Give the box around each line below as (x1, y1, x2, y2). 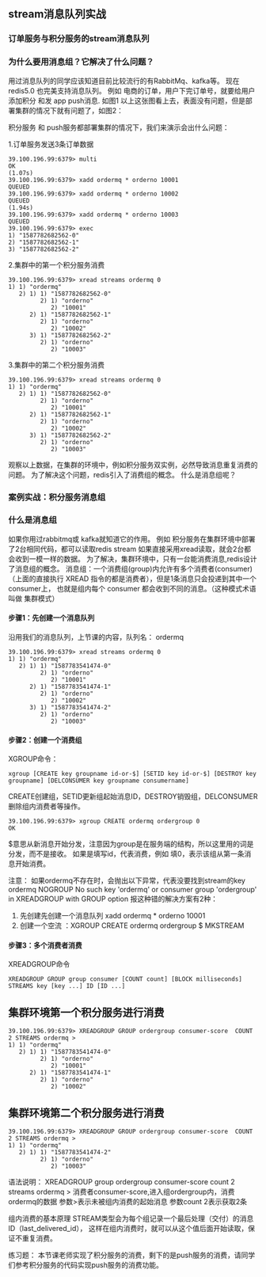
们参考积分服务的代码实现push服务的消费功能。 (8, 1260, 164, 1270)
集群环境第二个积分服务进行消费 (8, 1106, 165, 1119)
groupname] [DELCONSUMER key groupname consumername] (8, 777, 190, 785)
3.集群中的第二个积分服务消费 (8, 359, 105, 370)
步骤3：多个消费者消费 (8, 941, 83, 950)
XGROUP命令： (8, 754, 59, 764)
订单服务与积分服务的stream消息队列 (8, 33, 150, 44)
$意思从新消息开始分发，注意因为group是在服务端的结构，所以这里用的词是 (8, 839, 254, 849)
